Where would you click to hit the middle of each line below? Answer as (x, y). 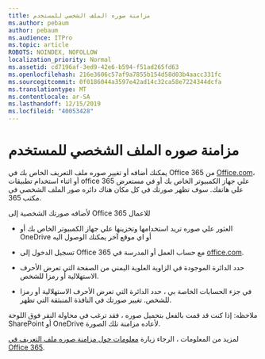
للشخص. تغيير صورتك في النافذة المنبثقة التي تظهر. (96, 300)
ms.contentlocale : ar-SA (49, 97)
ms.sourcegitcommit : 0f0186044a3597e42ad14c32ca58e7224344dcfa (115, 82)
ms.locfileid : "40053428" (51, 112)
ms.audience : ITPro (40, 38)
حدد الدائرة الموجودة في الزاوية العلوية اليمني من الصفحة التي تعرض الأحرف (132, 267)
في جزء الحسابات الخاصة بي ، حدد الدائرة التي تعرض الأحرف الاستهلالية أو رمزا (136, 291)
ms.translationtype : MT (48, 89)
